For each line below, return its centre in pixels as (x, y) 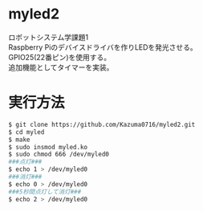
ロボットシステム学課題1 (49, 37)
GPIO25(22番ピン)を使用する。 (59, 57)
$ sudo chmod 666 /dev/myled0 (59, 154)
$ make (19, 140)
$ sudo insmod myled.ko (48, 147)
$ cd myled (26, 132)
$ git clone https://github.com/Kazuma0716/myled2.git (102, 124)
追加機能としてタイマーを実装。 (61, 67)
